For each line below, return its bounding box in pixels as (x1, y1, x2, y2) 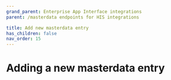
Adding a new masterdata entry (6, 62, 165, 75)
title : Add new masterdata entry (6, 25, 89, 31)
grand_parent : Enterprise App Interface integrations (6, 8, 142, 15)
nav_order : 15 (6, 36, 42, 42)
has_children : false (6, 30, 58, 36)
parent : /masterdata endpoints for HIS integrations (6, 14, 140, 20)
